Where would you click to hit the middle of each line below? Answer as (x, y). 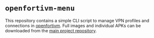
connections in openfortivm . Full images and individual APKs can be (73, 26)
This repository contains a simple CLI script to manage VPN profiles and (77, 20)
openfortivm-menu (40, 8)
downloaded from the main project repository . (51, 30)
